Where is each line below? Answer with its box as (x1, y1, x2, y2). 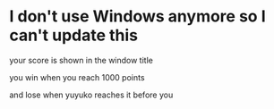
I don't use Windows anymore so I (9, 6, 266, 27)
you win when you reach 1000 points (9, 71, 145, 82)
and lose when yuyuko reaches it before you (9, 89, 174, 100)
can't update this (9, 25, 139, 46)
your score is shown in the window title (9, 54, 154, 65)
